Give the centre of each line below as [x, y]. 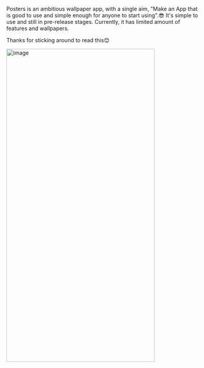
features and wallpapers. [38, 28]
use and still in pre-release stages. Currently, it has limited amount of [93, 22]
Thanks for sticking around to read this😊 [58, 40]
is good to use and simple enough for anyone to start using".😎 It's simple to [102, 15]
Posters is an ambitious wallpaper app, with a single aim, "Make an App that [102, 9]
